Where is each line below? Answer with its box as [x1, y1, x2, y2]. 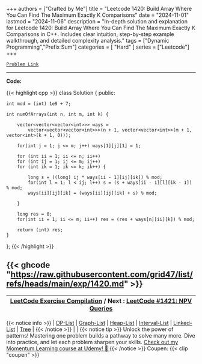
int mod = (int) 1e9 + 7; [6, 101, 71, 107]
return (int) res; [17, 227, 63, 233]
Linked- [173, 319, 192, 326]
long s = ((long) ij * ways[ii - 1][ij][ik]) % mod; [28, 174, 163, 180]
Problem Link [6, 61, 39, 67]
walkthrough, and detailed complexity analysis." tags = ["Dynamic [6, 37, 170, 44]
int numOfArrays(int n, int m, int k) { [6, 111, 109, 117]
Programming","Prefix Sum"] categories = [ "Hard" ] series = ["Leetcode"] [6, 43, 189, 50]
